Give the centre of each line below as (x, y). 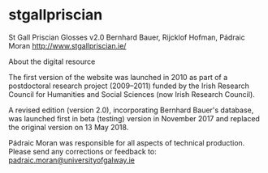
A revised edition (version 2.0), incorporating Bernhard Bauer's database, (131, 110)
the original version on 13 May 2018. (69, 127)
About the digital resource (52, 61)
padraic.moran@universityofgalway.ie (72, 160)
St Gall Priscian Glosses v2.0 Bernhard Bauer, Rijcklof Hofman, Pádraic (127, 37)
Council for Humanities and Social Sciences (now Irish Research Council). (132, 94)
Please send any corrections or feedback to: (82, 151)
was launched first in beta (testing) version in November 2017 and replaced (134, 118)
